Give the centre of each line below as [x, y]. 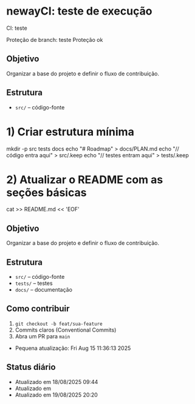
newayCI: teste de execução [79, 11]
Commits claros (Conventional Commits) [66, 330]
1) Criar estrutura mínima [70, 132]
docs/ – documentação [44, 290]
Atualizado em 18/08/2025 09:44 [56, 382]
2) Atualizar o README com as [85, 180]
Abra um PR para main [43, 336]
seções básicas [46, 192]
